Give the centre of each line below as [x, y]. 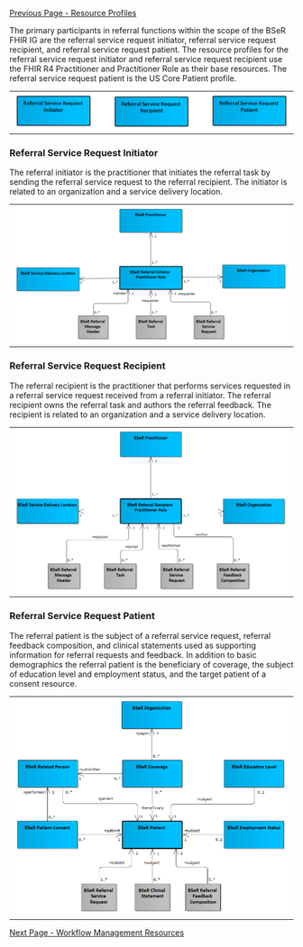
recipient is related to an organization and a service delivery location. [138, 414]
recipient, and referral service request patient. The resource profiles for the [149, 50]
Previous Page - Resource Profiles [73, 13]
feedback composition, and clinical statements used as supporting [133, 645]
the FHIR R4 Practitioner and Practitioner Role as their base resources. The [148, 68]
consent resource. [43, 683]
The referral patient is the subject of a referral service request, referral [140, 635]
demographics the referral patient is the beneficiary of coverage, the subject [151, 664]
